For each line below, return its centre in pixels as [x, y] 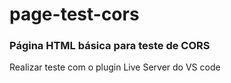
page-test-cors [74, 14]
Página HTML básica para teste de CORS [110, 46]
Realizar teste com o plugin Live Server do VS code [115, 67]
